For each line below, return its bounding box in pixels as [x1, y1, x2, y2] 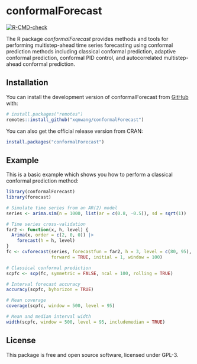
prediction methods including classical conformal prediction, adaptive [6, 47, 176, 55]
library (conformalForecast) [6, 189, 76, 195]
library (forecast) [6, 194, 51, 200]
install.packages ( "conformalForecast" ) [6, 139, 105, 145]
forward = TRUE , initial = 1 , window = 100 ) [51, 254, 163, 260]
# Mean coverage [6, 298, 46, 304]
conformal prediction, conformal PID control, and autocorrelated [6, 54, 163, 61]
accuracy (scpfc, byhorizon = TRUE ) [6, 286, 94, 293]
